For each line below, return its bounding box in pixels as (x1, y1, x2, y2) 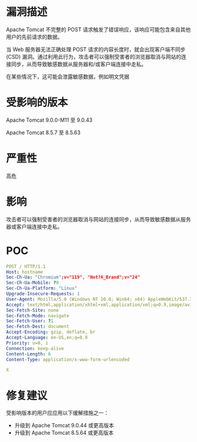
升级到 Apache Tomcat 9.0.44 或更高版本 (14, 422, 114, 429)
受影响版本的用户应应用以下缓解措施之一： (6, 410, 109, 417)
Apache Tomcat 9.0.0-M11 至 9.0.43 (6, 116, 93, 124)
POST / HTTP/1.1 (6, 263, 46, 270)
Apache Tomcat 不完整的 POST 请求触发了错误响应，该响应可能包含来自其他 (6, 26, 191, 33)
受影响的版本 (6, 96, 69, 109)
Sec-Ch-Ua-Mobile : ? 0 (6, 280, 59, 286)
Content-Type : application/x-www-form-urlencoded (6, 357, 130, 363)
